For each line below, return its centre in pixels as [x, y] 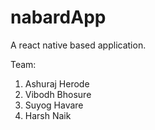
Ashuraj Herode [57, 83]
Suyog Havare [54, 105]
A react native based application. [78, 45]
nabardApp [58, 17]
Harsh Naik [48, 115]
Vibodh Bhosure [58, 94]
